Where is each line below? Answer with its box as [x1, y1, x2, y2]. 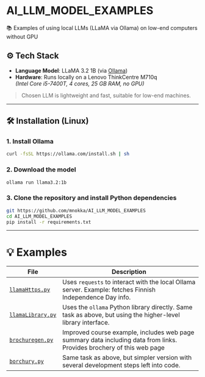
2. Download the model [6, 165, 76, 174]
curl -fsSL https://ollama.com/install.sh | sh [6, 151, 130, 157]
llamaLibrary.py [9, 312, 57, 318]
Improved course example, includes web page [62, 328, 195, 337]
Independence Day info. [62, 293, 131, 302]
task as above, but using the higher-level [62, 311, 180, 319]
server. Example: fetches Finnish [62, 285, 156, 294]
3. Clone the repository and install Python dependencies [6, 193, 177, 202]
